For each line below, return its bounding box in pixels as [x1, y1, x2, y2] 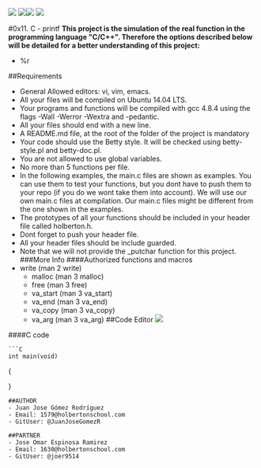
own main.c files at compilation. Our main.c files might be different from [19, 196, 254, 205]
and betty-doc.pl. [45, 146, 103, 154]
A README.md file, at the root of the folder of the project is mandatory [19, 129, 250, 138]
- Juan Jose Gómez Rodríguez [8, 404, 104, 412]
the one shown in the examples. [19, 204, 124, 214]
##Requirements [8, 71, 62, 81]
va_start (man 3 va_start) [31, 289, 113, 298]
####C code [8, 330, 50, 340]
